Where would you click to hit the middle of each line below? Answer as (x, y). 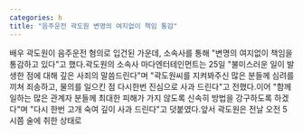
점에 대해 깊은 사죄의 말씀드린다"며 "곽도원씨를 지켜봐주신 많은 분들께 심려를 (160, 75)
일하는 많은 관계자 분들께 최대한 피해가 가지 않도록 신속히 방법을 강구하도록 (141, 98)
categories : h (36, 18)
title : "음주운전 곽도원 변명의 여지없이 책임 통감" (94, 26)
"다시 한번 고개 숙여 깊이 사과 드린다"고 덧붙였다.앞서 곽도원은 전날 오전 (156, 109)
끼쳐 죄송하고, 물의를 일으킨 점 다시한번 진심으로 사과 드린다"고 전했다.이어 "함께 (151, 86)
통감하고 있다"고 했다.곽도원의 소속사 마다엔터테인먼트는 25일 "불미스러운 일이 (147, 64)
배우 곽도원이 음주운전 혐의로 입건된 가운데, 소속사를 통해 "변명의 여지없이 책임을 (151, 53)
